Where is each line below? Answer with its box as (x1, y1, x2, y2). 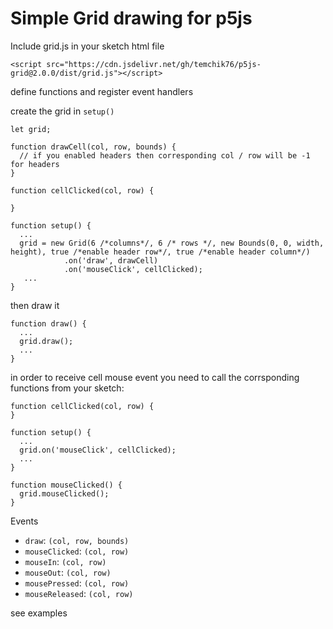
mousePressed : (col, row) (24, 577, 130, 589)
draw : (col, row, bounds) (24, 534, 130, 546)
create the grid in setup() (10, 105, 115, 117)
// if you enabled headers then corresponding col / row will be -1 (19, 150, 311, 161)
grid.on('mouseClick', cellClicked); (19, 445, 177, 455)
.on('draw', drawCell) (63, 255, 159, 266)
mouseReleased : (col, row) (24, 587, 134, 599)
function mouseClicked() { (10, 480, 123, 490)
